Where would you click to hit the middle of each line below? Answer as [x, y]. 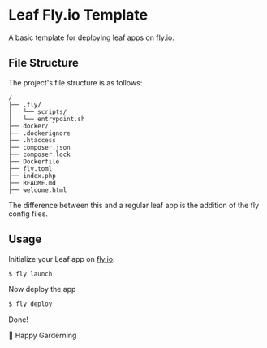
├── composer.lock [39, 154]
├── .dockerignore [39, 133]
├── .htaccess [32, 140]
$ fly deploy [30, 304]
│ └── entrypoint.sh [47, 119]
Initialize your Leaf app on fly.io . [62, 259]
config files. [28, 214]
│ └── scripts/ [38, 111]
